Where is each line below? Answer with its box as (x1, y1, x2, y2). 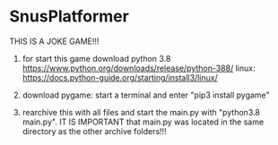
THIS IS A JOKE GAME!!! (9, 36, 100, 47)
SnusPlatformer (9, 6, 130, 27)
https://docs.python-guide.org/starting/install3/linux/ (22, 72, 218, 82)
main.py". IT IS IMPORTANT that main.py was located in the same (22, 116, 265, 127)
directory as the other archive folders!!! (22, 125, 168, 136)
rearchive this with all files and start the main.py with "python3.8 (22, 107, 260, 117)
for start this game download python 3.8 (22, 53, 171, 64)
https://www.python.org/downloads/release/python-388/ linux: (22, 63, 256, 73)
